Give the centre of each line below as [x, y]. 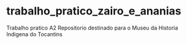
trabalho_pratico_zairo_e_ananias [94, 11]
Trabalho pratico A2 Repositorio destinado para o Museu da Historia [92, 28]
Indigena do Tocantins [34, 34]
